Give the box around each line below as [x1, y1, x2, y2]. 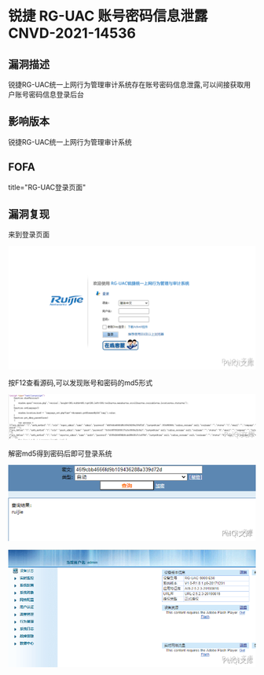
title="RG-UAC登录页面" [8, 182, 86, 192]
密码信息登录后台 [28, 90, 84, 99]
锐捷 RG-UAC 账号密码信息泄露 [8, 7, 208, 25]
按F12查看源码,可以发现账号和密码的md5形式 [8, 378, 153, 387]
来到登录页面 [8, 229, 49, 240]
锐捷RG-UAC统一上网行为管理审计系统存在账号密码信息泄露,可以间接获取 [8, 80, 244, 89]
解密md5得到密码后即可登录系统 [8, 449, 112, 458]
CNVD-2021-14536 [8, 24, 136, 42]
